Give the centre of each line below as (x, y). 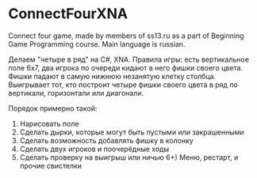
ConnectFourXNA (68, 14)
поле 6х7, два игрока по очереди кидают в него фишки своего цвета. (126, 67)
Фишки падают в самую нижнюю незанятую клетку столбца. (112, 76)
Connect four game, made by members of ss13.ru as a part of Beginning (126, 36)
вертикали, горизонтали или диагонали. (76, 93)
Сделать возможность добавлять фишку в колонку (107, 140)
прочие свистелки (50, 165)
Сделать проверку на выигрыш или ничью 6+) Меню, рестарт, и (129, 157)
